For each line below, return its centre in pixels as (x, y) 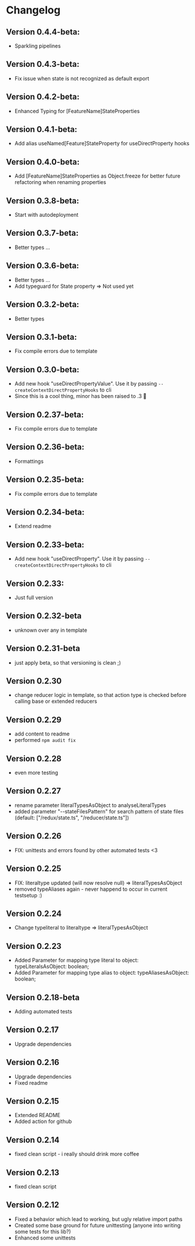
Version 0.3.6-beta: (43, 266)
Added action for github (43, 1121)
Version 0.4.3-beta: (43, 64)
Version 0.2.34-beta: (45, 512)
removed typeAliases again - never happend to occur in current (91, 889)
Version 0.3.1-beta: (41, 337)
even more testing (36, 773)
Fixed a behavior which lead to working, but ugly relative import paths (98, 1219)
